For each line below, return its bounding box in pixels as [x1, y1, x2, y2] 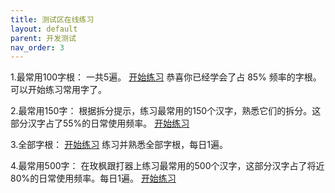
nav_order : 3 [10, 42, 65, 53]
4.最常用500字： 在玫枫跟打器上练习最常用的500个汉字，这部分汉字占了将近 [10, 160, 325, 172]
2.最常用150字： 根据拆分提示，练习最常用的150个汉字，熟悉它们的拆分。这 [10, 105, 322, 117]
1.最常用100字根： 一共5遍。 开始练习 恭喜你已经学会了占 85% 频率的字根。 [10, 71, 322, 83]
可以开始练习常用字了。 [10, 84, 107, 96]
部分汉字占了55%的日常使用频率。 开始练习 [10, 117, 190, 130]
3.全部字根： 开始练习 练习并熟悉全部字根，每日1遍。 [10, 139, 228, 151]
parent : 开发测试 [10, 33, 77, 43]
